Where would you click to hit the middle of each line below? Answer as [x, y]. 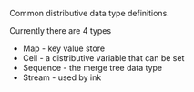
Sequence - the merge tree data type [92, 68]
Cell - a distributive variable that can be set [103, 58]
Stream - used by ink [62, 77]
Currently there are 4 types [61, 31]
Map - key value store [64, 48]
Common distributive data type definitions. [90, 13]
